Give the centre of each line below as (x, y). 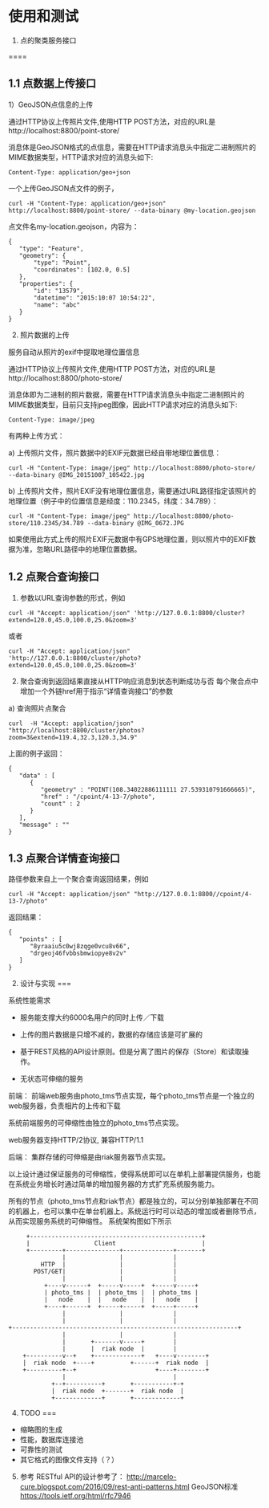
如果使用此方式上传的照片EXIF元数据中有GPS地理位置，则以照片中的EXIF (129, 539)
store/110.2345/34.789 (46, 523)
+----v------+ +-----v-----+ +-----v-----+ (121, 1286)
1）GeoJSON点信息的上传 (51, 104)
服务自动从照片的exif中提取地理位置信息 (74, 352)
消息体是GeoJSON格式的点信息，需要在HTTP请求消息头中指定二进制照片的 (132, 147)
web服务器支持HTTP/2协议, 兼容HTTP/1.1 (76, 1140)
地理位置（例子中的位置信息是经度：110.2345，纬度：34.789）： (113, 501)
